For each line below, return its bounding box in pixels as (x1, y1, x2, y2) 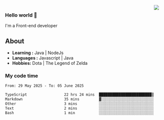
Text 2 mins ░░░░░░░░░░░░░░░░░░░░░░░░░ (5, 106, 154, 111)
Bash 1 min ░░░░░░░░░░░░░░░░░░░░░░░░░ (5, 110, 154, 115)
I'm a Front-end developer (5, 23, 58, 29)
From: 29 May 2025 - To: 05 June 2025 (5, 83, 84, 88)
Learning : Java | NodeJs (12, 50, 64, 56)
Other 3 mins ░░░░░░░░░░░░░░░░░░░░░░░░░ (5, 101, 154, 106)
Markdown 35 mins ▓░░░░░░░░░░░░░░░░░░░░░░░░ (5, 97, 154, 102)
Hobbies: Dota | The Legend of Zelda (12, 60, 88, 66)
